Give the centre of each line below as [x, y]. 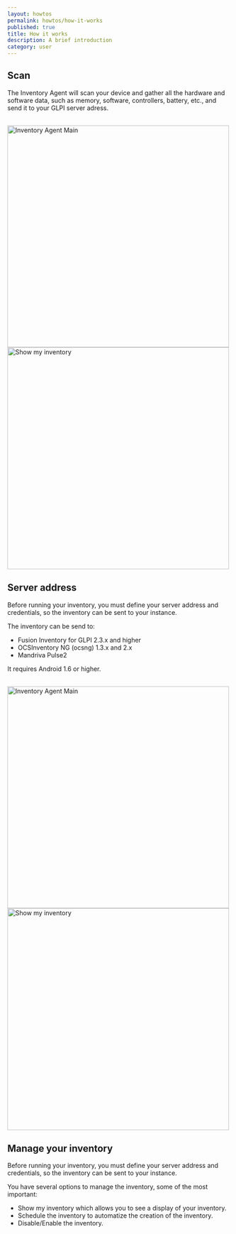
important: [22, 1194]
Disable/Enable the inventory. [61, 1223]
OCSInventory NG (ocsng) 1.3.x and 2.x [75, 648]
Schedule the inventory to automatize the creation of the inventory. [115, 1216]
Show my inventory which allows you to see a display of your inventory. [122, 1208]
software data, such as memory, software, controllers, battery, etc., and [112, 100]
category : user [30, 47]
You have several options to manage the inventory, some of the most [108, 1187]
